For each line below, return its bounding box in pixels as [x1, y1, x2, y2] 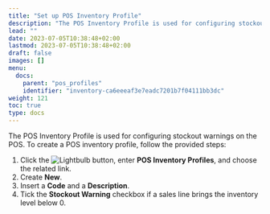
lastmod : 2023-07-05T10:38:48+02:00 [8, 42, 131, 50]
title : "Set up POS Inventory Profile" [8, 11, 142, 20]
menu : [8, 64, 27, 72]
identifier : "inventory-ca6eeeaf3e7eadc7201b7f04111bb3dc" [22, 86, 225, 95]
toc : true [8, 101, 42, 109]
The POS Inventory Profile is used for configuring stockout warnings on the [8, 131, 257, 141]
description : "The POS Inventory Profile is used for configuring [8, 19, 235, 27]
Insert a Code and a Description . [19, 181, 130, 190]
